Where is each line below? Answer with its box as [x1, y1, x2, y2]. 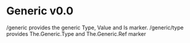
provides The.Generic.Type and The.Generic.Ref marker [6, 30, 146, 37]
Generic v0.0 [6, 4, 74, 18]
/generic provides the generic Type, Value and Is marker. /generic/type [6, 24, 184, 31]
